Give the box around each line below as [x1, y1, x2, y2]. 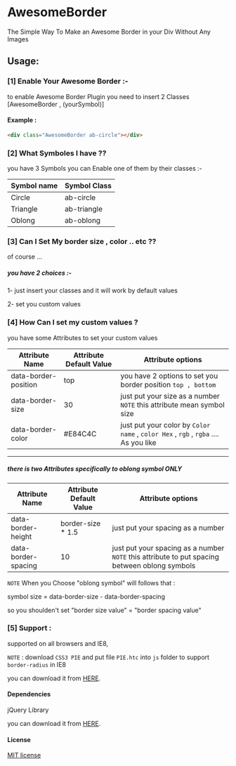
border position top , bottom [120, 379, 216, 389]
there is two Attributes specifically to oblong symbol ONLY [7, 465, 183, 473]
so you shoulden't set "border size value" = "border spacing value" [7, 606, 202, 614]
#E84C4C [63, 429, 97, 439]
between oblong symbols [112, 560, 196, 570]
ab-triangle [64, 205, 103, 214]
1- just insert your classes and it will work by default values [7, 286, 178, 295]
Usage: [7, 56, 40, 67]
